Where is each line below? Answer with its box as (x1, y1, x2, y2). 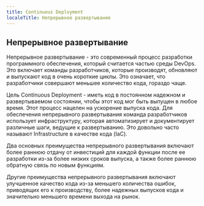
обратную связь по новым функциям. (6, 161, 105, 169)
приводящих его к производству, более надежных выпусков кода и (6, 186, 184, 194)
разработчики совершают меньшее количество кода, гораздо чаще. (6, 79, 187, 87)
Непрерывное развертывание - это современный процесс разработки (6, 53, 193, 61)
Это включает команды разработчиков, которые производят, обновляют (6, 67, 198, 74)
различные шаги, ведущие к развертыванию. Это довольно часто (6, 123, 179, 131)
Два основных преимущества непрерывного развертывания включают (6, 142, 194, 150)
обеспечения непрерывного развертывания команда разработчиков (6, 111, 187, 118)
